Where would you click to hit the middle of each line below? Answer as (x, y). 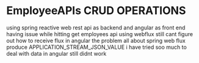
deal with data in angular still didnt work (56, 53)
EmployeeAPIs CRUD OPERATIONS (96, 11)
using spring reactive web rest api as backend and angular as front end (96, 28)
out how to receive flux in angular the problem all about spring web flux (96, 40)
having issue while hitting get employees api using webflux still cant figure (100, 34)
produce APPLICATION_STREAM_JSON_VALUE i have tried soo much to (97, 47)
